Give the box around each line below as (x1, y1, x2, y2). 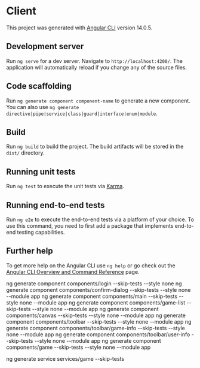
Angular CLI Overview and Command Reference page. (6, 268, 140, 275)
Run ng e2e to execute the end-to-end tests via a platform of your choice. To (6, 216, 195, 223)
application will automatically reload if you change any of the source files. (6, 64, 187, 71)
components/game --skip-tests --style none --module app (6, 343, 151, 351)
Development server (6, 41, 84, 52)
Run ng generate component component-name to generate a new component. (6, 97, 191, 104)
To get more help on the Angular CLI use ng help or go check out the (6, 262, 176, 269)
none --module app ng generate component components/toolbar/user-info (6, 331, 190, 338)
